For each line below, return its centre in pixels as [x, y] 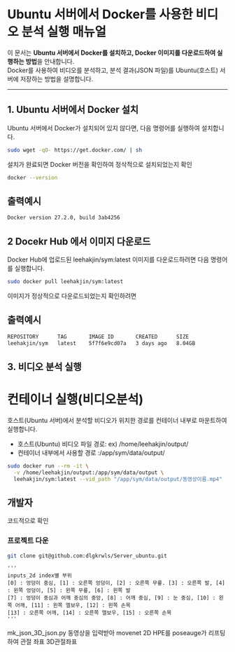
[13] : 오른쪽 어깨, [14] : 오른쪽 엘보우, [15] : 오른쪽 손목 [90, 613]
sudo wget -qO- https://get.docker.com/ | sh [74, 150]
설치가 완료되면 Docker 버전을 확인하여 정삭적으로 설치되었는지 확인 [100, 164]
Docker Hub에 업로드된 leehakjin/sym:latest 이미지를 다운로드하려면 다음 [108, 259]
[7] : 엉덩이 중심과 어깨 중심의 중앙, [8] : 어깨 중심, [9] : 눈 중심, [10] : [112, 598]
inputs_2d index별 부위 [40, 576]
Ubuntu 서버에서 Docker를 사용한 [100, 14]
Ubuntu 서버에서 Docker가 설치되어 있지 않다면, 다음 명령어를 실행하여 [104, 128]
